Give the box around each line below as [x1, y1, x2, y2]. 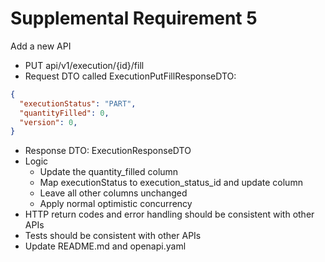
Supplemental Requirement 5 [10, 7, 258, 30]
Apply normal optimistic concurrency [39, 198, 193, 210]
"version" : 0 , [19, 117, 78, 127]
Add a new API [10, 40, 72, 52]
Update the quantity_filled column [39, 166, 179, 178]
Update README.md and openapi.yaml [24, 240, 187, 252]
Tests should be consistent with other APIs [24, 230, 202, 242]
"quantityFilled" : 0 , [19, 108, 110, 118]
